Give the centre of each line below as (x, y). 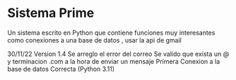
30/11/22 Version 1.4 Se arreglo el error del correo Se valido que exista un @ (118, 54)
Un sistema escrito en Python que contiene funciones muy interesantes (111, 33)
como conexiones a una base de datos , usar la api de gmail (94, 40)
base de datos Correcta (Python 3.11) (61, 69)
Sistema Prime (51, 13)
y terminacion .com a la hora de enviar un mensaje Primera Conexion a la (114, 61)
